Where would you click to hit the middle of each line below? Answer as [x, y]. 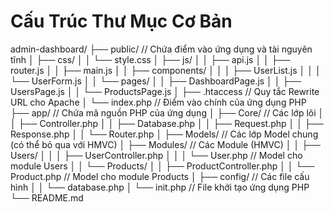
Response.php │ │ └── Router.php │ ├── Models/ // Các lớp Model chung [164, 134]
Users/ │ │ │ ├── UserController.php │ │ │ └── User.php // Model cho [156, 155]
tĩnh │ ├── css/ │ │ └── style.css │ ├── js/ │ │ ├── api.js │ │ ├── [150, 59]
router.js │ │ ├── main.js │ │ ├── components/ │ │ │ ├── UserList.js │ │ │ [166, 70]
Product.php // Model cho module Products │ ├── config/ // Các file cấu [160, 176]
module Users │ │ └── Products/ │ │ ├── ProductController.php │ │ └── [162, 166]
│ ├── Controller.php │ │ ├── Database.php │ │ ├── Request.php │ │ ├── [167, 123]
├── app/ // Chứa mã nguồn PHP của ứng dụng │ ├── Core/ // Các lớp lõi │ [167, 112]
